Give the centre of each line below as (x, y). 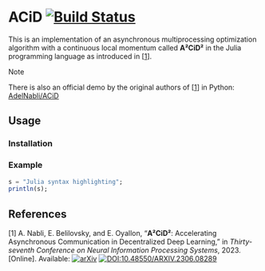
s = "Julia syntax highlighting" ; (66, 181)
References (38, 214)
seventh (21, 250)
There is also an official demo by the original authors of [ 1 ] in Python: (122, 87)
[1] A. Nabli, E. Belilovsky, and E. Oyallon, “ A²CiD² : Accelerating (113, 233)
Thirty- (241, 242)
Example (26, 165)
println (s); (28, 189)
